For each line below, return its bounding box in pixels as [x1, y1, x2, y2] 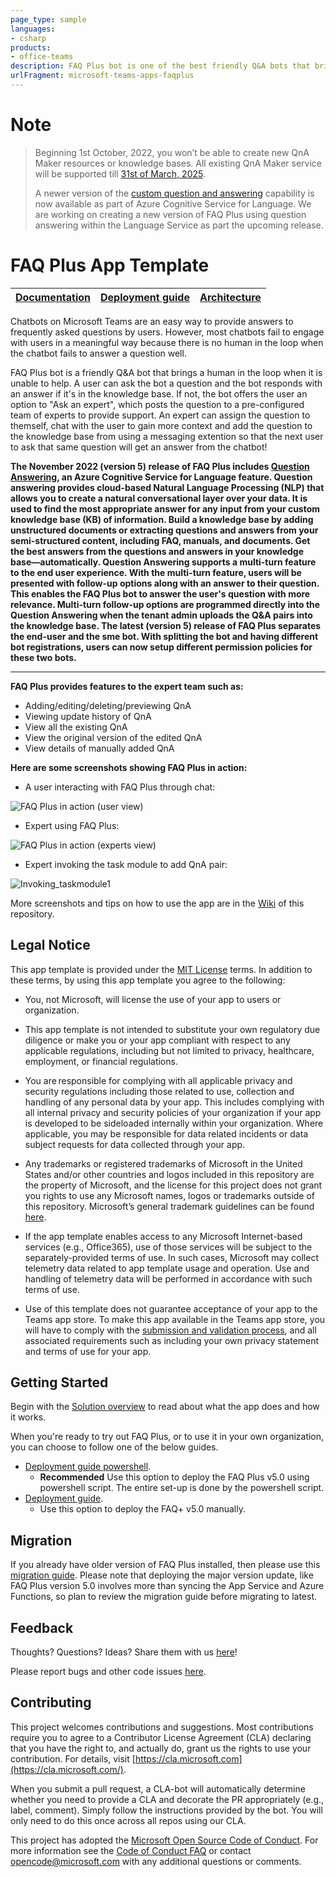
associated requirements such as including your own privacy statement [24, 1334, 320, 1346]
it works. [10, 1411, 47, 1423]
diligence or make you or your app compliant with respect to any [24, 1034, 291, 1046]
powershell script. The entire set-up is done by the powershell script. [39, 1482, 325, 1494]
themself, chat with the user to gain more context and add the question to [10, 419, 313, 431]
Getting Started [10, 1374, 109, 1391]
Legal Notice [10, 937, 91, 954]
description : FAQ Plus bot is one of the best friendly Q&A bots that [10, 61, 311, 71]
